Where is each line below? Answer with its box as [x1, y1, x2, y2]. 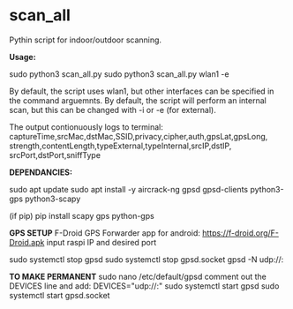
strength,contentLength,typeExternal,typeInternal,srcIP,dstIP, [9, 140, 232, 151]
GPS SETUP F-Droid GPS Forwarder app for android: [9, 227, 201, 238]
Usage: [9, 51, 37, 62]
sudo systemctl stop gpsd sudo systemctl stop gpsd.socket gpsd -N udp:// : [9, 253, 284, 265]
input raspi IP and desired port [46, 237, 157, 247]
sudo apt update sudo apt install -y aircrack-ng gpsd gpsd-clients [9, 184, 249, 194]
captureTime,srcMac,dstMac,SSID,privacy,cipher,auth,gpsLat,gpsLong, [9, 131, 268, 141]
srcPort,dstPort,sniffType [9, 149, 101, 160]
